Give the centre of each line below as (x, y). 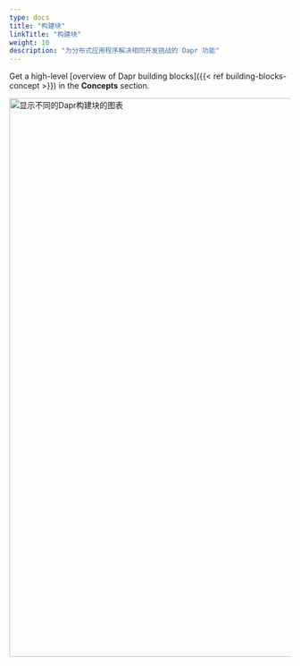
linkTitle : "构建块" (46, 34)
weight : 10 (29, 42)
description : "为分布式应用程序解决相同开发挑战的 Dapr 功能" (115, 51)
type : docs (29, 17)
